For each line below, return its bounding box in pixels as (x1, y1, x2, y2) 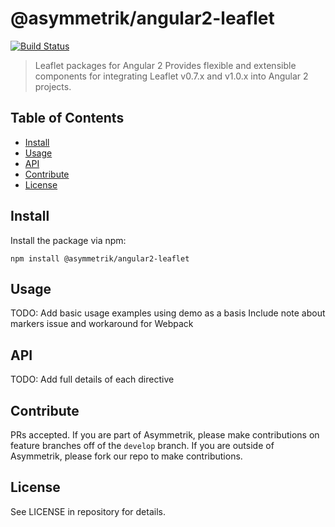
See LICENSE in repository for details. (10, 505, 166, 517)
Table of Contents (10, 110, 125, 127)
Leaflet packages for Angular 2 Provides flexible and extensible (34, 59, 297, 71)
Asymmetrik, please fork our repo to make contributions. (10, 450, 243, 462)
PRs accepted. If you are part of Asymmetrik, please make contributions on (10, 429, 320, 441)
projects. (34, 80, 72, 92)
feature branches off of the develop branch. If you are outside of (10, 440, 275, 451)
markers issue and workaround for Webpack (10, 318, 194, 330)
